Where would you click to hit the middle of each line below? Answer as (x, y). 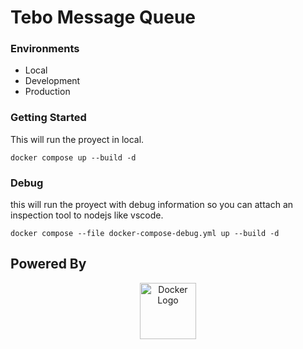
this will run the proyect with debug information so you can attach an (152, 205)
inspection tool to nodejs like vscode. (87, 215)
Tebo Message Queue (103, 17)
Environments (45, 49)
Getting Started (48, 118)
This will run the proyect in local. (77, 139)
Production (47, 92)
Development (52, 81)
